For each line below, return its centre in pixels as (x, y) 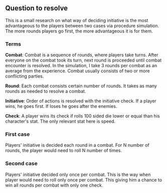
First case (18, 134)
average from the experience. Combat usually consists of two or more (77, 71)
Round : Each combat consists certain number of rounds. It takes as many (81, 86)
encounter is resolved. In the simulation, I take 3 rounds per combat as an (81, 66)
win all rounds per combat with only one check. (54, 185)
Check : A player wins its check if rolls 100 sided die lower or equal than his (82, 116)
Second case (21, 163)
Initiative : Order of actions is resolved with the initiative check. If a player (81, 101)
